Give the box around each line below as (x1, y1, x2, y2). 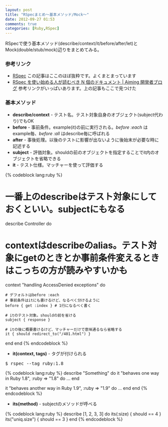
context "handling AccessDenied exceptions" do (5, 282, 106, 288)
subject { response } (5, 317, 51, 322)
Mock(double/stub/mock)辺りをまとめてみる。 (5, 47, 102, 53)
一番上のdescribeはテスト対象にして (5, 191, 157, 202)
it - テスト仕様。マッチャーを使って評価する (12, 162, 104, 168)
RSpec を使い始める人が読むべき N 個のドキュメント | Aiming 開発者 (12, 79, 154, 85)
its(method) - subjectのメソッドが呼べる (12, 400, 97, 407)
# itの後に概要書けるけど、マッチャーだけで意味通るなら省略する (5, 327, 122, 332)
